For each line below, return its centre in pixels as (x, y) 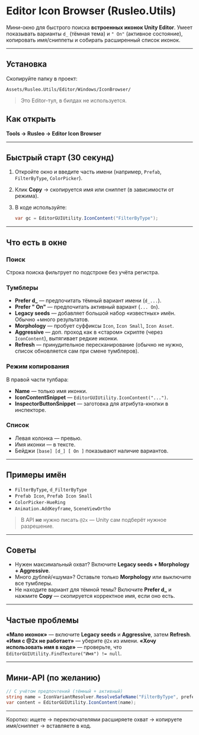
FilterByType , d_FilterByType (51, 489)
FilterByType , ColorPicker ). (49, 178)
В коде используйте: (41, 207)
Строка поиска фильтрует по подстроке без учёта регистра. (83, 272)
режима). (27, 196)
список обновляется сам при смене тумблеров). (77, 351)
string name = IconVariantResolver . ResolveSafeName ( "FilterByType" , (92, 697)
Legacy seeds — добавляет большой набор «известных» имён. (95, 313)
